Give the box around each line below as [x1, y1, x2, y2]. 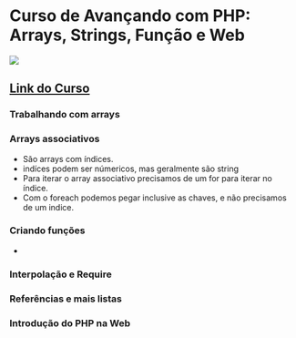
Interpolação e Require [9, 268, 112, 281]
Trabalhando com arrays [9, 108, 120, 121]
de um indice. [22, 201, 75, 212]
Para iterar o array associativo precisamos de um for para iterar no [22, 172, 273, 183]
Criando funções [9, 224, 86, 237]
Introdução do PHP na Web [9, 316, 131, 329]
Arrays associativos [9, 133, 100, 146]
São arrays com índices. [22, 153, 114, 164]
